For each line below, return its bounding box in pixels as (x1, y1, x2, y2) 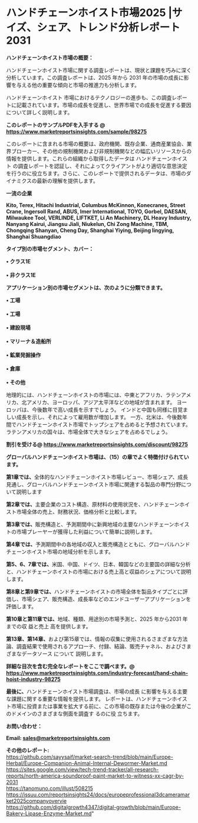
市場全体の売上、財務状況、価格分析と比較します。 (16, 508, 140, 515)
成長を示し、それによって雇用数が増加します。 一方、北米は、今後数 (16, 413, 183, 421)
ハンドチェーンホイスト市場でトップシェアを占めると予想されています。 (16, 421, 192, 428)
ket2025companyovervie (6, 797, 67, 804)
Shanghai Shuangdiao (6, 233, 62, 240)
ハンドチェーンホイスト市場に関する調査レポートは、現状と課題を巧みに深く (6, 66, 192, 73)
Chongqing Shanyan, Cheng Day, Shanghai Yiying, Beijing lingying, (6, 227, 174, 234)
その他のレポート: (6, 747, 49, 754)
